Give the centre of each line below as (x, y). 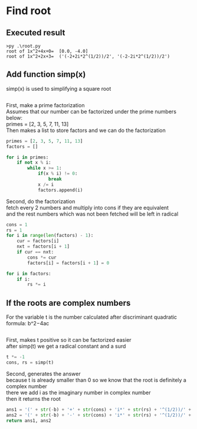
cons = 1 (17, 225)
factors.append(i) (60, 190)
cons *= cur (42, 258)
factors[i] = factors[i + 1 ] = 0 (68, 263)
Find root (29, 11)
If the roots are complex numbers (68, 303)
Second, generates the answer (43, 374)
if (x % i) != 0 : (58, 174)
